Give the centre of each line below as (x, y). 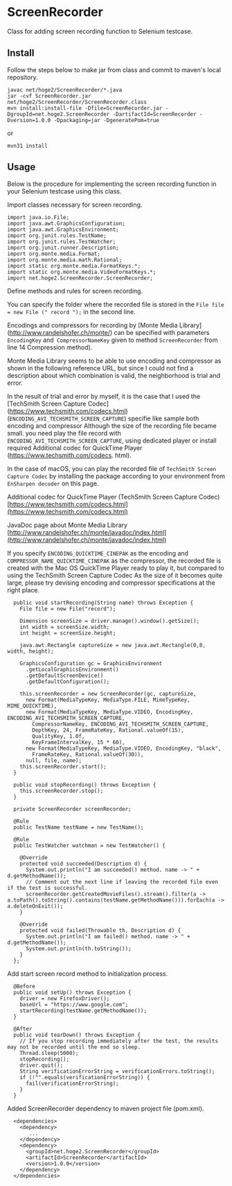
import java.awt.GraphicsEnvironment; (63, 230)
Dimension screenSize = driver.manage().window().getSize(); (109, 621)
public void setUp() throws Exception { (72, 992)
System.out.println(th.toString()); (78, 948)
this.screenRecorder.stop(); (62, 791)
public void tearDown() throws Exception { (77, 1035)
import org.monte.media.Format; (54, 254)
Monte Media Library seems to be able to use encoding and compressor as (114, 361)
